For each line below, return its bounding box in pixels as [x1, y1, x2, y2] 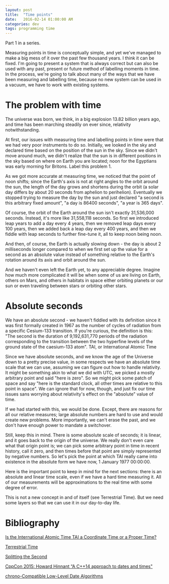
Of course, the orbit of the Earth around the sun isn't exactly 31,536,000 [5, 210, 154, 216]
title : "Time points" [5, 12, 53, 17]
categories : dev [5, 21, 39, 27]
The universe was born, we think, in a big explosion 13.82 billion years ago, [5, 116, 160, 122]
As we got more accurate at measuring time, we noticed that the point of [5, 173, 156, 179]
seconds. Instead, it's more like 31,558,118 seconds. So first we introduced [5, 215, 159, 221]
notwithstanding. [5, 127, 40, 133]
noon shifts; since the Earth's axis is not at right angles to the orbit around [5, 178, 158, 184]
